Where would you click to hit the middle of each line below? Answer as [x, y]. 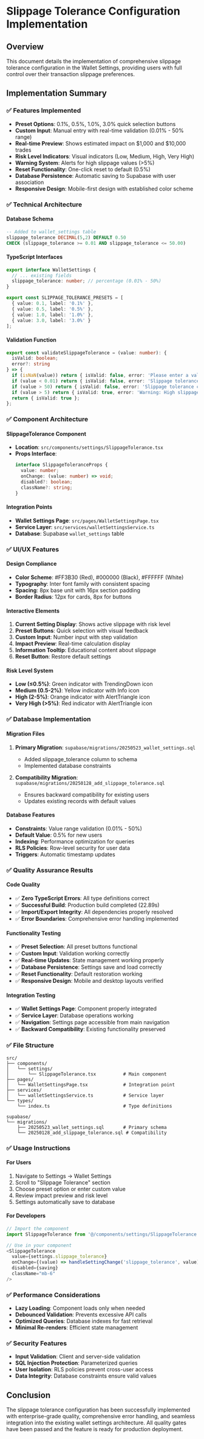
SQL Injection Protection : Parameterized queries [76, 1363]
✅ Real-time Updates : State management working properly [89, 960]
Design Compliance [32, 564]
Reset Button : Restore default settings [63, 656]
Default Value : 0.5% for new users [59, 835]
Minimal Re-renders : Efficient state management [76, 1328]
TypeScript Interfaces [35, 257]
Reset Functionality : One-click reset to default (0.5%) [83, 169]
